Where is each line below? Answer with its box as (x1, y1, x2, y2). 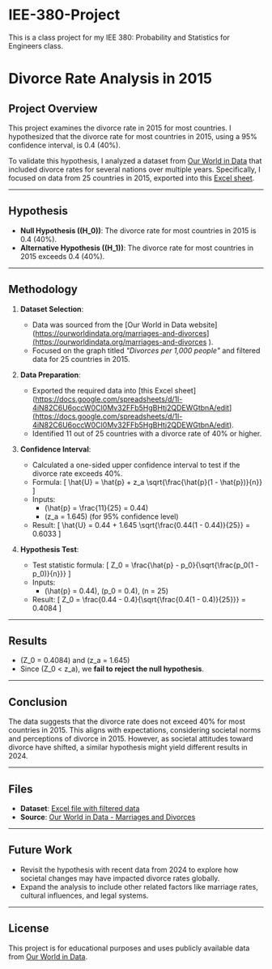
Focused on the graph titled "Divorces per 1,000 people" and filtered (32, 346, 261, 355)
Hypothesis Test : (19, 544, 79, 554)
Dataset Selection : (19, 304, 84, 313)
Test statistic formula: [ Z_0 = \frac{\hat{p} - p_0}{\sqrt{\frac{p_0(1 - (32, 560, 259, 570)
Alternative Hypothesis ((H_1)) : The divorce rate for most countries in (19, 243, 253, 253)
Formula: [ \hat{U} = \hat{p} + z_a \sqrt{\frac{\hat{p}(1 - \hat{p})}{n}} (32, 477, 263, 487)
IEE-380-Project (8, 6, 121, 24)
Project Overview (8, 101, 98, 115)
